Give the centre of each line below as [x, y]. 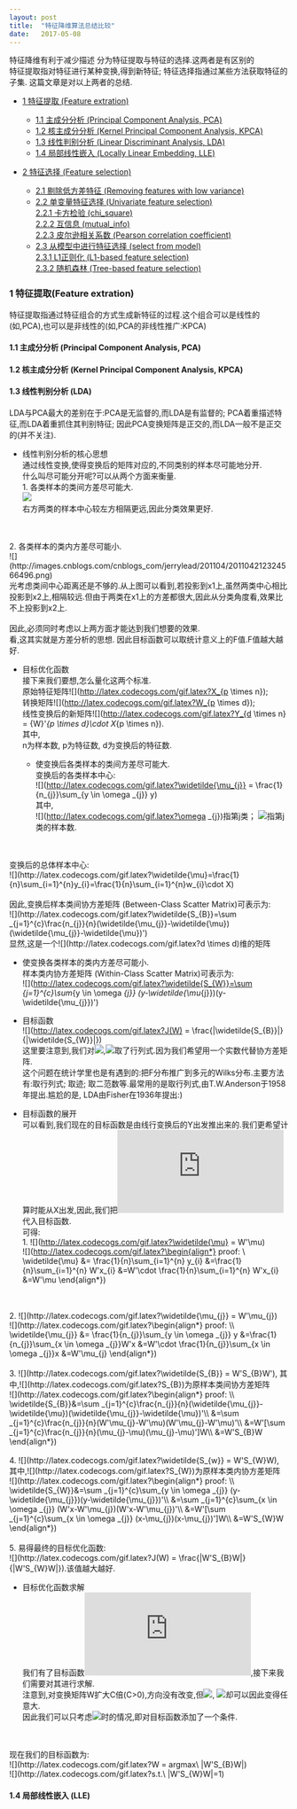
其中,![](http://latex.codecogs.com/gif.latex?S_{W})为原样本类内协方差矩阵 [145, 1471]
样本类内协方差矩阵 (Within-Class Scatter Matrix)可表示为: [128, 974]
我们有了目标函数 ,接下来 [149, 1673]
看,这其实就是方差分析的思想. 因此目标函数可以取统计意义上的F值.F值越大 [143, 640]
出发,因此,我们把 [88, 1210]
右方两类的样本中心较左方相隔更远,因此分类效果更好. [117, 509]
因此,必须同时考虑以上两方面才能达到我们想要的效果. [105, 628]
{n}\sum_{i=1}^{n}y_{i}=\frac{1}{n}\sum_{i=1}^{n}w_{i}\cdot [117, 885]
